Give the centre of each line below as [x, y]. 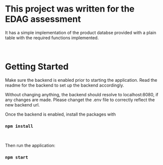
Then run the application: [30, 146]
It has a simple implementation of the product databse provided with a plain [81, 32]
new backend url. [22, 105]
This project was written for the [70, 9]
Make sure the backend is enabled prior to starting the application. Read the [81, 80]
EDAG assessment [43, 19]
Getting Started [37, 67]
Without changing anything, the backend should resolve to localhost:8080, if [82, 94]
